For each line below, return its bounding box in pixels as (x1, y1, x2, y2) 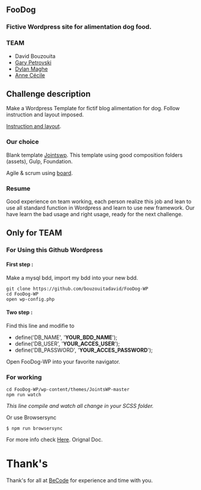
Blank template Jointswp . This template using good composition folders (6, 151, 183, 158)
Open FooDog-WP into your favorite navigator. (6, 358, 121, 365)
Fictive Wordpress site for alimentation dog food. (6, 23, 152, 31)
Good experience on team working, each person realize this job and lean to (6, 198, 191, 205)
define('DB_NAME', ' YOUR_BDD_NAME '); (14, 334, 118, 341)
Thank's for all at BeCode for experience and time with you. (6, 476, 153, 484)
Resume (6, 184, 31, 192)
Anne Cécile (14, 71, 45, 78)
